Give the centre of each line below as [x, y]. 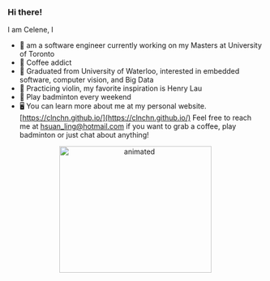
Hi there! [25, 12]
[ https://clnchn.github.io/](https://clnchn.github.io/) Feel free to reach [135, 118]
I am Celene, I [30, 30]
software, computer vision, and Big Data [86, 80]
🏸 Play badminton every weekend [75, 97]
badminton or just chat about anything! [84, 135]
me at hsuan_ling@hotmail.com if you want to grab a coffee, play [128, 126]
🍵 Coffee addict [45, 62]
